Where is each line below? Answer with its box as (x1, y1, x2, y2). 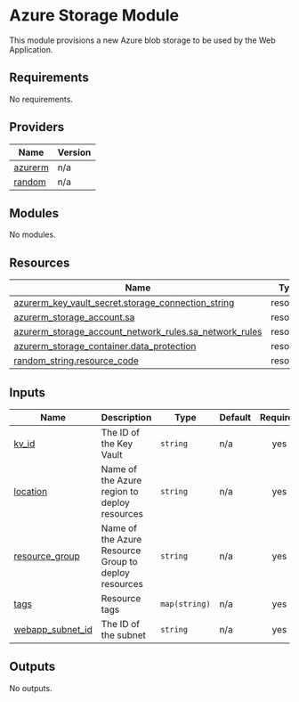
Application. (9, 44, 53, 54)
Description (101, 412, 152, 423)
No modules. (9, 229, 56, 241)
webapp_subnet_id (13, 624, 93, 635)
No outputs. (9, 682, 53, 693)
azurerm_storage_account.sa (13, 311, 135, 323)
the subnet (101, 629, 147, 641)
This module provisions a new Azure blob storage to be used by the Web (9, 35, 276, 45)
